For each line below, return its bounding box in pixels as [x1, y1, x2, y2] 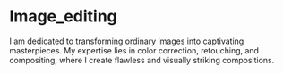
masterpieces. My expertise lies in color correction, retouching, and [9, 45, 260, 55]
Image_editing [9, 6, 118, 27]
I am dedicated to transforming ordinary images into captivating [9, 36, 244, 46]
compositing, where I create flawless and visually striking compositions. [9, 54, 275, 65]
